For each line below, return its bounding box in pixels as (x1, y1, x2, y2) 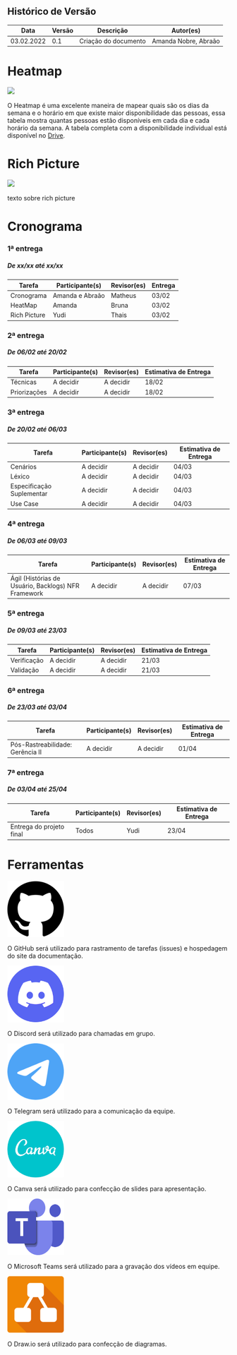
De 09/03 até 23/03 (7, 626, 67, 634)
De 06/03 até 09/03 (7, 536, 68, 545)
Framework (10, 589, 44, 597)
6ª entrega (7, 685, 44, 695)
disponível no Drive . (7, 131, 66, 140)
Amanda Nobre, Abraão (151, 37, 221, 45)
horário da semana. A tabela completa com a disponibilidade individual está (7, 124, 227, 132)
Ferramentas (7, 857, 85, 873)
